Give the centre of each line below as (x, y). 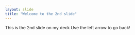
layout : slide (19, 9)
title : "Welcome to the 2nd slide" (41, 14)
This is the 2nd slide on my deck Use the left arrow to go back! (68, 27)
